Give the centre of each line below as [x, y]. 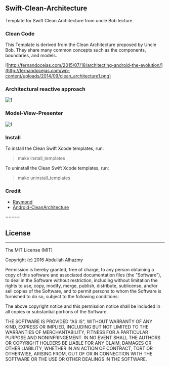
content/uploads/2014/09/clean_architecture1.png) [58, 76]
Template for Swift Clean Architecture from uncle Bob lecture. [70, 20]
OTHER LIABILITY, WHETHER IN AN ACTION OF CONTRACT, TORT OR [79, 348]
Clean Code [20, 33]
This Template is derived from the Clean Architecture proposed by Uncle [81, 45]
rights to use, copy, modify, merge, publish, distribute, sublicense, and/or [81, 286]
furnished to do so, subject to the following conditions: [62, 297]
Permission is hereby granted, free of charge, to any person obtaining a [80, 270]
